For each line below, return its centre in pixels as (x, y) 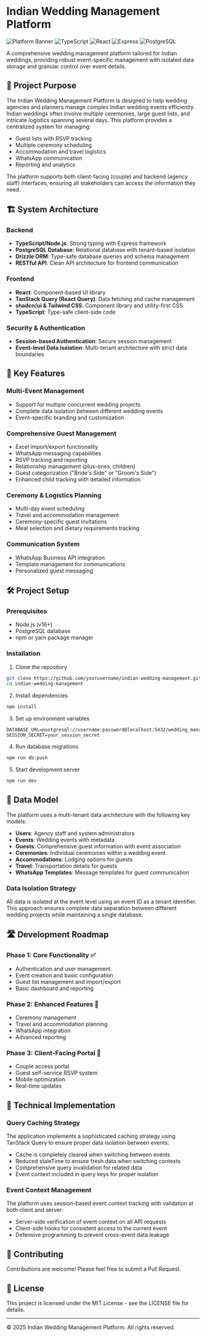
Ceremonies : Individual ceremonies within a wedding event (90, 852)
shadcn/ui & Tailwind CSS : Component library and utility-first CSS (99, 305)
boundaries (30, 354)
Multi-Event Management (45, 391)
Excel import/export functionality (56, 447)
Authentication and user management (63, 969)
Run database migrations (47, 747)
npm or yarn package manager (54, 637)
